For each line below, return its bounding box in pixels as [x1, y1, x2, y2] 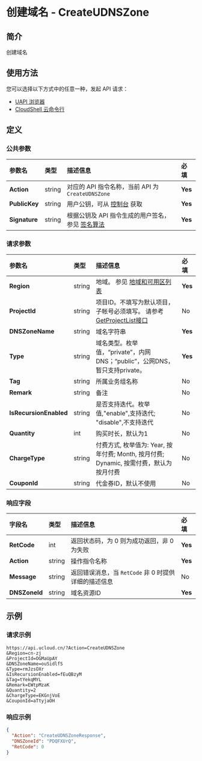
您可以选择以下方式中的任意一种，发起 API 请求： [6, 85, 129, 92]
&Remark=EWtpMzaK [6, 682, 50, 688]
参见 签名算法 [67, 220, 105, 228]
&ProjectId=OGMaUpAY [6, 655, 58, 661]
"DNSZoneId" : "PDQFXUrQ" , [11, 738, 77, 744]
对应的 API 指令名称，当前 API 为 [67, 182, 159, 191]
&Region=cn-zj [6, 650, 42, 656]
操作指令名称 [70, 557, 107, 565]
